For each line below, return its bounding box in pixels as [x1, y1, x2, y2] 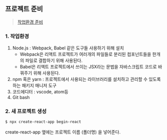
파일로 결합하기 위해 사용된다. [25, 57, 83, 63]
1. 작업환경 [5, 32, 29, 39]
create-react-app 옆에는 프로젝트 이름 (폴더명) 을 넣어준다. [5, 129, 121, 135]
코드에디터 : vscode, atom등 [12, 89, 69, 95]
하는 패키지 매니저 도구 [12, 82, 57, 88]
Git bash [12, 94, 30, 100]
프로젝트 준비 [5, 4, 43, 13]
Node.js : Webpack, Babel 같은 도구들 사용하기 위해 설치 [12, 45, 124, 51]
